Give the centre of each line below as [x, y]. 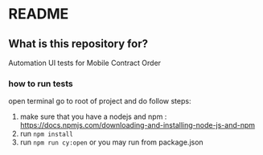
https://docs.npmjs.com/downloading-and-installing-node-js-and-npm [138, 125]
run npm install [47, 134]
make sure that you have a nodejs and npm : [93, 116]
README [39, 14]
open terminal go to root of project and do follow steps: [100, 101]
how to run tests [41, 84]
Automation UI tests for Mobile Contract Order [85, 63]
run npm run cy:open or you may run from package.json [111, 142]
